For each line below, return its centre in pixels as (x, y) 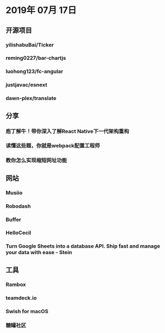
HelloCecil (18, 233)
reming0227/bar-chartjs (36, 58)
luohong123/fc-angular (34, 71)
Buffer (13, 219)
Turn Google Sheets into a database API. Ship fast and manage (83, 246)
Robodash (18, 206)
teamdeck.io (21, 298)
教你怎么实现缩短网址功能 (36, 160)
